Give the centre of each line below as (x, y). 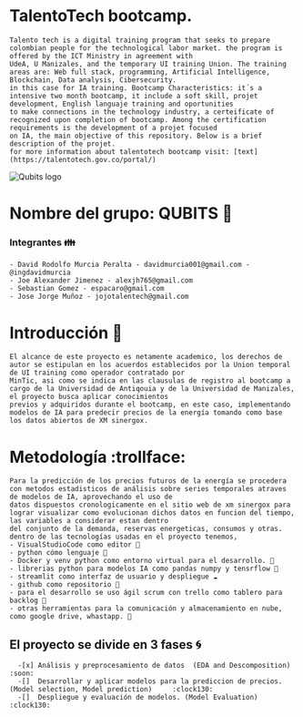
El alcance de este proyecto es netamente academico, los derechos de (146, 357)
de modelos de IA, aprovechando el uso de (91, 497)
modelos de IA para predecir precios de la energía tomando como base (146, 413)
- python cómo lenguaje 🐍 (58, 553)
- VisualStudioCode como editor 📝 (75, 545)
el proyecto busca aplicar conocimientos (89, 397)
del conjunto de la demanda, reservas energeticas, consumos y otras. (146, 529)
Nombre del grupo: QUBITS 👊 (121, 214)
